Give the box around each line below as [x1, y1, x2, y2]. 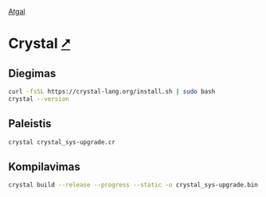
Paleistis [8, 117, 52, 130]
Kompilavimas [8, 160, 81, 173]
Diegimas [8, 67, 57, 80]
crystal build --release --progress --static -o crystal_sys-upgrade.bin [8, 181, 259, 189]
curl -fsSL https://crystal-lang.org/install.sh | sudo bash [8, 87, 216, 95]
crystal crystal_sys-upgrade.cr [8, 138, 115, 146]
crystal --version [8, 95, 69, 102]
